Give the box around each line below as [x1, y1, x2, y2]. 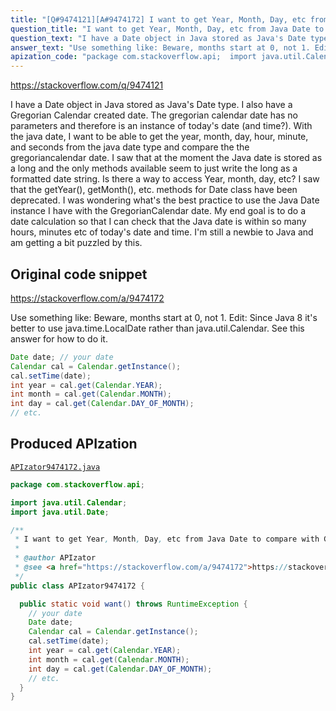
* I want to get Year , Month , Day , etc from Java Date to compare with [14, 534, 320, 545]
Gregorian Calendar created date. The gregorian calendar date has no [10, 109, 298, 121]
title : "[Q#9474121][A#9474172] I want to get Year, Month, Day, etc [10, 14, 307, 25]
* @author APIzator [14, 553, 97, 563]
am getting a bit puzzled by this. [10, 237, 143, 249]
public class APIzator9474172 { [10, 581, 145, 591]
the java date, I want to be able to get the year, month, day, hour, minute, [10, 131, 309, 143]
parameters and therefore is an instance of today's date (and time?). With [10, 120, 313, 132]
